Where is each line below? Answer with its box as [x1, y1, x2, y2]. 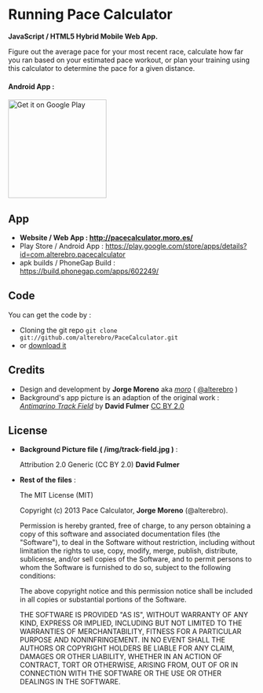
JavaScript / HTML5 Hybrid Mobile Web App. [8, 31, 159, 41]
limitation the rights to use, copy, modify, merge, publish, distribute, [19, 546, 238, 556]
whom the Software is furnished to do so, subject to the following [19, 563, 232, 573]
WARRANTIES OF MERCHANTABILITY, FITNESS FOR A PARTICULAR [19, 627, 242, 636]
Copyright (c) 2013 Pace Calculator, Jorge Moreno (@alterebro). [19, 506, 228, 515]
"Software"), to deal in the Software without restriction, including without [19, 538, 255, 547]
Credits [8, 364, 46, 377]
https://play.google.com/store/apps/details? [105, 241, 247, 250]
